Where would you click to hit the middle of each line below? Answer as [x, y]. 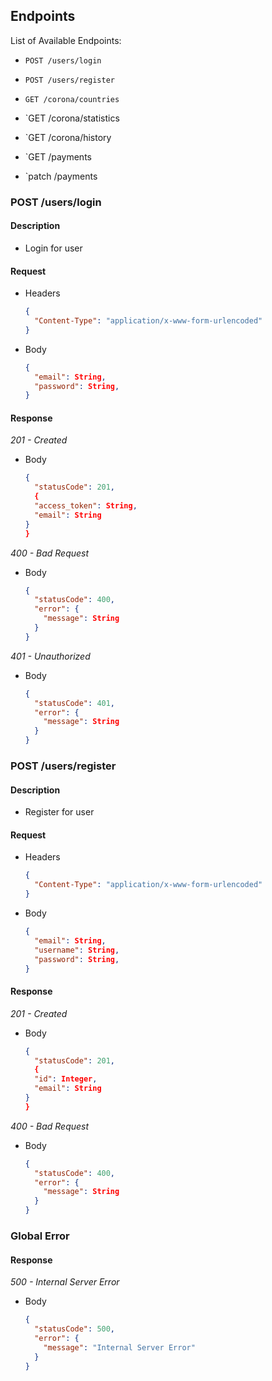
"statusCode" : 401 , [75, 703]
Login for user [53, 248]
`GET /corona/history [68, 137]
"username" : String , [77, 950]
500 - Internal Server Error [65, 1282]
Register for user [59, 812]
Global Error [40, 1236]
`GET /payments [58, 156]
